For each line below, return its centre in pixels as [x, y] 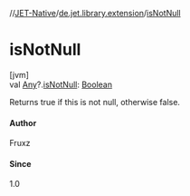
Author [23, 122]
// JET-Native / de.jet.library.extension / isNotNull [95, 13]
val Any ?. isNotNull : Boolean [61, 84]
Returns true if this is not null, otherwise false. [95, 102]
